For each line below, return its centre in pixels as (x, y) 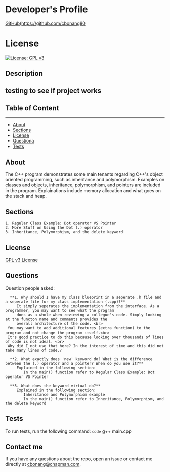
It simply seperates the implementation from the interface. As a (88, 306)
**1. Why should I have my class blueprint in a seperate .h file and (86, 297)
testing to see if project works (53, 91)
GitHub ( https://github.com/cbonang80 (46, 23)
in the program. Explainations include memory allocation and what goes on (83, 191)
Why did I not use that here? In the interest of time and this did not (86, 346)
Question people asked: (30, 288)
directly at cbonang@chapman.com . (43, 464)
